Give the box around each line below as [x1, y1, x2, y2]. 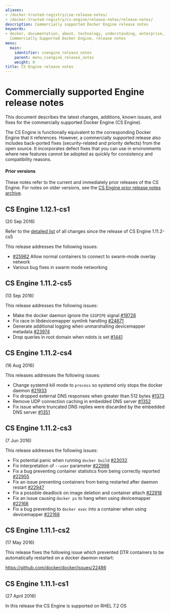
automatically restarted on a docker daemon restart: [5, 555, 114, 561]
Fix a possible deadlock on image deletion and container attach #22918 [12, 490, 162, 496]
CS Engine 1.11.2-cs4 [5, 349, 73, 357]
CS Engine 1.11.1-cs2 [5, 526, 70, 535]
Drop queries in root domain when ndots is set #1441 [12, 334, 123, 340]
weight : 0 [14, 60, 36, 65]
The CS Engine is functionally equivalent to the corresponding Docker [5, 129, 151, 136]
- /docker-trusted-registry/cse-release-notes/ [5, 12, 108, 17]
